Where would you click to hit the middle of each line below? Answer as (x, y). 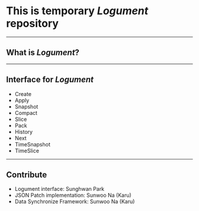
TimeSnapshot (32, 144)
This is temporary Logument (77, 11)
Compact (26, 113)
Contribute (27, 175)
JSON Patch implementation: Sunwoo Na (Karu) (73, 195)
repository (33, 23)
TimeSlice (27, 151)
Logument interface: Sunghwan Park (60, 189)
